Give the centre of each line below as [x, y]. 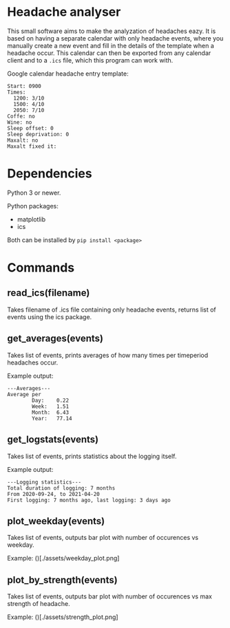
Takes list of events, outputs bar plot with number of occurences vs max [109, 596]
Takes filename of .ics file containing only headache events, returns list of [112, 310]
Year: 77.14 [52, 418]
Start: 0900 [24, 86]
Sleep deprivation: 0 [38, 134]
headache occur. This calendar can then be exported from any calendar [109, 53]
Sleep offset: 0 [30, 128]
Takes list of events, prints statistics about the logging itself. [92, 456]
